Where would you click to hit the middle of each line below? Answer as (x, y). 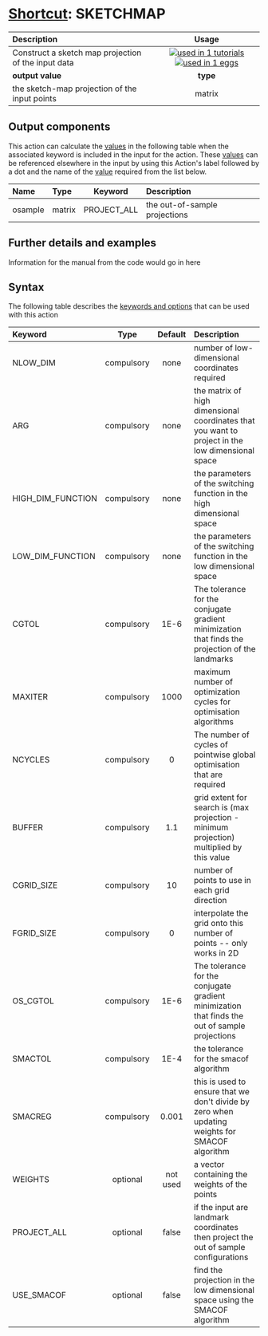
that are (209, 774)
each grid (212, 890)
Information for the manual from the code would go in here (104, 262)
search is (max (222, 808)
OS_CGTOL (33, 1001)
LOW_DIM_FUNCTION (54, 557)
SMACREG (32, 1117)
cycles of (211, 745)
